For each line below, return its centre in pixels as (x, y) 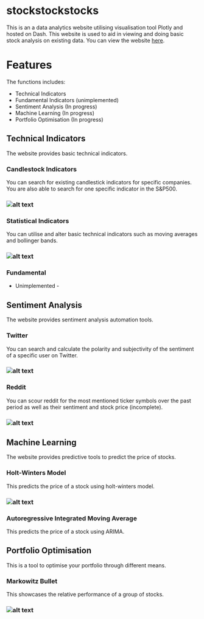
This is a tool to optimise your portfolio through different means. (86, 565)
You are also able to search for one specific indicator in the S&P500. (92, 189)
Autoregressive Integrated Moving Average (72, 518)
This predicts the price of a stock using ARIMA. (65, 531)
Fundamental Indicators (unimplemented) (67, 100)
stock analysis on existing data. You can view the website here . (86, 40)
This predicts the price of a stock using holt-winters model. (81, 486)
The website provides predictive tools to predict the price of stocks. (91, 457)
